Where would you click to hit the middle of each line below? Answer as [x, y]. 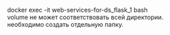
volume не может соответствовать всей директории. [85, 17]
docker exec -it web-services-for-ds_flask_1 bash [77, 10]
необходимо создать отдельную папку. [66, 24]
